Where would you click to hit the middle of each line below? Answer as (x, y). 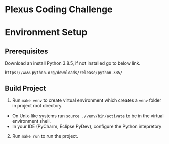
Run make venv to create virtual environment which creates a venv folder (87, 100)
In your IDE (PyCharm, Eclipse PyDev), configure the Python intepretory (87, 126)
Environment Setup (46, 33)
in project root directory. (37, 106)
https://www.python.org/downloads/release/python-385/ (64, 73)
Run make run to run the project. (45, 136)
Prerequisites (26, 51)
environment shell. (31, 121)
